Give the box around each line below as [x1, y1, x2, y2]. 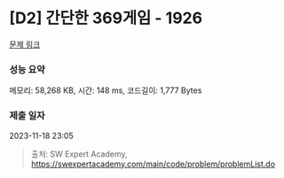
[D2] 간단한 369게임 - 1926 [9, 8, 202, 28]
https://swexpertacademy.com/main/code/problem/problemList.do [30, 159, 276, 169]
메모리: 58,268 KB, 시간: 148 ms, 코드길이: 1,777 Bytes [9, 85, 202, 96]
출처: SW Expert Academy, [30, 148, 128, 159]
